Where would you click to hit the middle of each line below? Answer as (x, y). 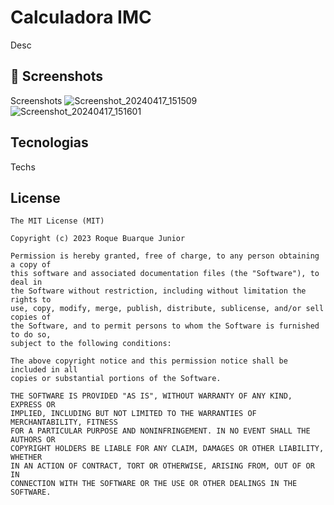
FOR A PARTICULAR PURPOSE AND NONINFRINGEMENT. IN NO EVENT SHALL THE (160, 431)
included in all (44, 370)
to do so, (31, 335)
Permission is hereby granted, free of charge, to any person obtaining (165, 256)
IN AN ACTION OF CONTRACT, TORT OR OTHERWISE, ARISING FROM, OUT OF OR (162, 466)
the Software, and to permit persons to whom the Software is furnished (165, 326)
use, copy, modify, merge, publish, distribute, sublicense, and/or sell (167, 309)
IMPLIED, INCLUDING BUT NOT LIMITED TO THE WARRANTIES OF (133, 414)
